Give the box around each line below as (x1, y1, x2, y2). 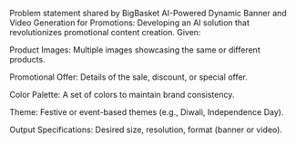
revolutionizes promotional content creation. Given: (9, 27, 201, 37)
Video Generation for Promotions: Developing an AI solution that (9, 17, 250, 28)
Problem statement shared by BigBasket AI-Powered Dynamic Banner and (9, 8, 287, 18)
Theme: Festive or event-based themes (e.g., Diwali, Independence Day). (9, 107, 284, 117)
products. (9, 54, 46, 64)
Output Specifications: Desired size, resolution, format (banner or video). (9, 124, 282, 135)
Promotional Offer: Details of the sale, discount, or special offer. (9, 72, 249, 82)
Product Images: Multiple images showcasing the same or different (9, 44, 261, 55)
